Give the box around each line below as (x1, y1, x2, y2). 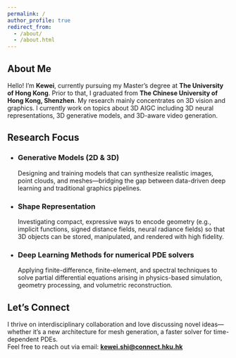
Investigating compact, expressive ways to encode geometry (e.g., (17, 217, 211, 226)
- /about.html (13, 37, 55, 44)
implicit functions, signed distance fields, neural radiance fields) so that (17, 225, 225, 233)
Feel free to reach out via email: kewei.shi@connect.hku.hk (7, 342, 183, 351)
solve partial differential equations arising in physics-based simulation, (17, 273, 223, 282)
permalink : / (7, 10, 46, 18)
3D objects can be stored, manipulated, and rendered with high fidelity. (17, 232, 224, 240)
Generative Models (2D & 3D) (17, 153, 120, 163)
